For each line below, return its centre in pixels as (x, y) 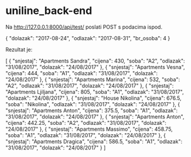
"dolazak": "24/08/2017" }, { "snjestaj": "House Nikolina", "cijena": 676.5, (93, 98)
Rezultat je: (19, 49)
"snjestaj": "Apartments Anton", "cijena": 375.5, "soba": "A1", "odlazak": (92, 110)
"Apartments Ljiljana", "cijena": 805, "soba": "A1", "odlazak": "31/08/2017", (95, 92)
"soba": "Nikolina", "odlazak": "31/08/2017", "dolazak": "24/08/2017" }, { (93, 104)
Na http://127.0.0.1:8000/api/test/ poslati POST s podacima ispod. (84, 27)
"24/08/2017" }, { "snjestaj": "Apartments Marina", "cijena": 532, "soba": (93, 79)
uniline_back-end (49, 11)
